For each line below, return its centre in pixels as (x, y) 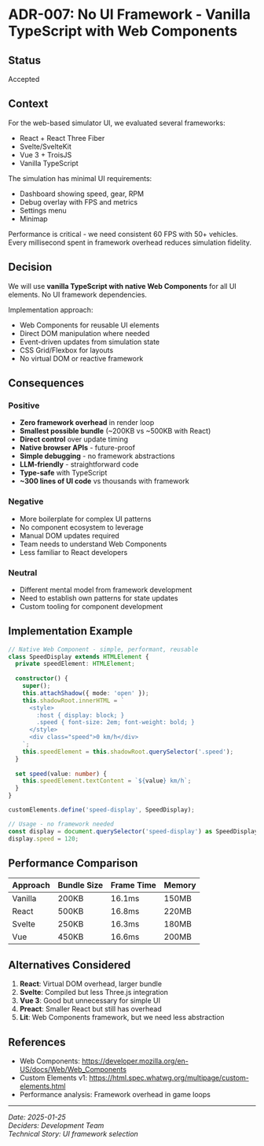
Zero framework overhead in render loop (87, 423)
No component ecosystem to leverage (81, 527)
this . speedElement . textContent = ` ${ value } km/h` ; (107, 781)
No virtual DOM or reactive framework (81, 358)
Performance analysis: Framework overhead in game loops (115, 1095)
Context (28, 104)
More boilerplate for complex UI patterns (85, 519)
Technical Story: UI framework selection (73, 1134)
